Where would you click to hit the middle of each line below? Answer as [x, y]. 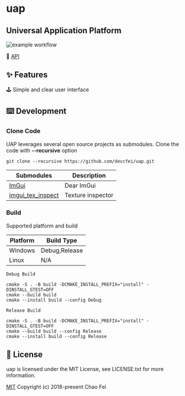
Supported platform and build [42, 226]
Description [89, 175]
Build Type [62, 240]
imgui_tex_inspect [34, 195]
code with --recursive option [42, 150]
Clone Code [23, 131]
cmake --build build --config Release [54, 331]
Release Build [24, 311]
